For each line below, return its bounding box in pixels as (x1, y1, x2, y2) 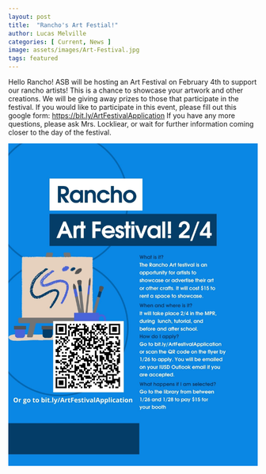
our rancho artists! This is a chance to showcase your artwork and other (8, 85, 244, 95)
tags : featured (8, 55, 59, 63)
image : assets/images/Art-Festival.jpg (8, 46, 140, 55)
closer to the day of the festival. (8, 127, 112, 137)
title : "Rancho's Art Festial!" (8, 21, 119, 29)
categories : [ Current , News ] (8, 38, 112, 46)
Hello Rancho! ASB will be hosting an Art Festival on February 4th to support (8, 78, 257, 86)
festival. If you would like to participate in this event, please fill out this (8, 103, 237, 112)
